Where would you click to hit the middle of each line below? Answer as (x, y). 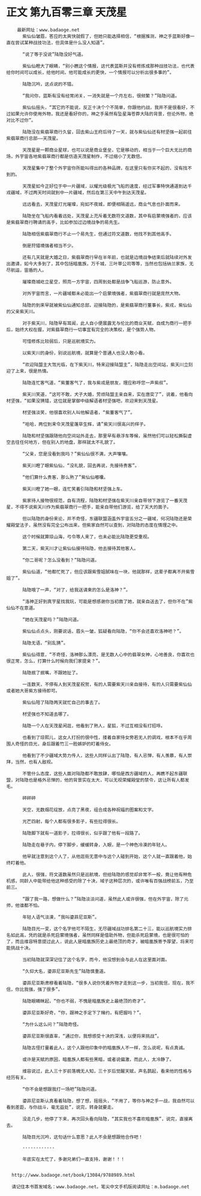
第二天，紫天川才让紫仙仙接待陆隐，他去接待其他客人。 (80, 548)
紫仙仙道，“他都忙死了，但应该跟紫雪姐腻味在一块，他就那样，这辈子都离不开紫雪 (108, 572)
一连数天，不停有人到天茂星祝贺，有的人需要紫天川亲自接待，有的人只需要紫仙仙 (107, 684)
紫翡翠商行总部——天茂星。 (34, 138)
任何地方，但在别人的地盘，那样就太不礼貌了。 (69, 442)
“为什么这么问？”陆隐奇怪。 (52, 1024)
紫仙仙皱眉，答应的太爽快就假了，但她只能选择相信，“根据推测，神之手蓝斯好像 (106, 36)
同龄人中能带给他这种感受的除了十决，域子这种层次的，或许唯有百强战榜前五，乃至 (106, 881)
